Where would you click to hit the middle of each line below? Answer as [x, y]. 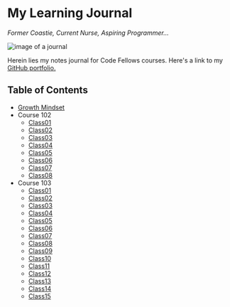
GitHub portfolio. [32, 68]
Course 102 [34, 114]
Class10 [40, 258]
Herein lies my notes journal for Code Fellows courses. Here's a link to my [115, 60]
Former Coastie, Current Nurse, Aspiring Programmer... [88, 33]
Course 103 [34, 183]
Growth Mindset [41, 107]
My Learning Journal [70, 13]
